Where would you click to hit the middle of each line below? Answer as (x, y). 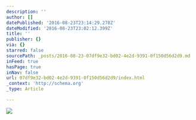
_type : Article (25, 89)
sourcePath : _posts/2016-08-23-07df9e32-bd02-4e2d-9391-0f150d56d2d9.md (98, 56)
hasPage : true (24, 67)
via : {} (16, 45)
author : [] (20, 17)
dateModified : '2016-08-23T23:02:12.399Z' (60, 28)
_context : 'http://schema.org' (45, 84)
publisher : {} (24, 39)
